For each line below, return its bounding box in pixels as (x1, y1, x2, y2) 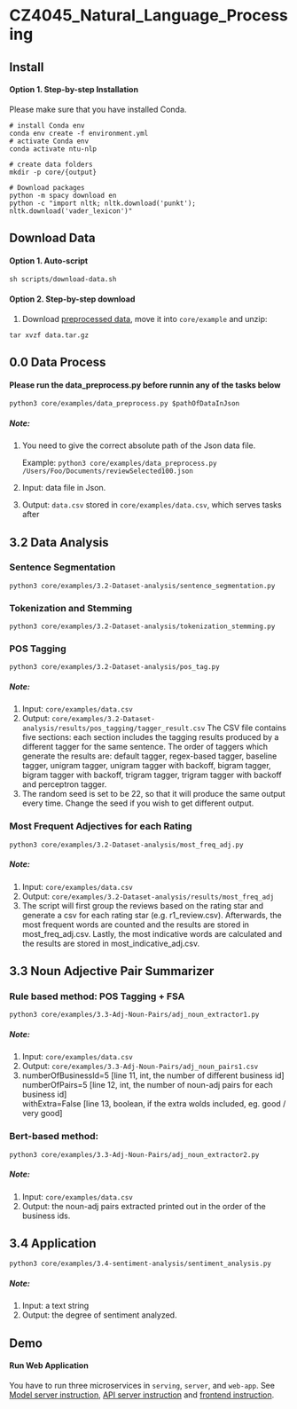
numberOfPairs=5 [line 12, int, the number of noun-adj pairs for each (21, 1080, 273, 1090)
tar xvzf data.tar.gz (9, 330, 90, 340)
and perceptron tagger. (21, 779, 107, 790)
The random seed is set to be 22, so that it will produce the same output (21, 789, 285, 799)
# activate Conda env (9, 137, 90, 146)
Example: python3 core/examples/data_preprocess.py (21, 458, 217, 468)
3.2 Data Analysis (9, 534, 109, 550)
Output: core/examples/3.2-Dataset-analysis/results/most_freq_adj (21, 891, 275, 901)
